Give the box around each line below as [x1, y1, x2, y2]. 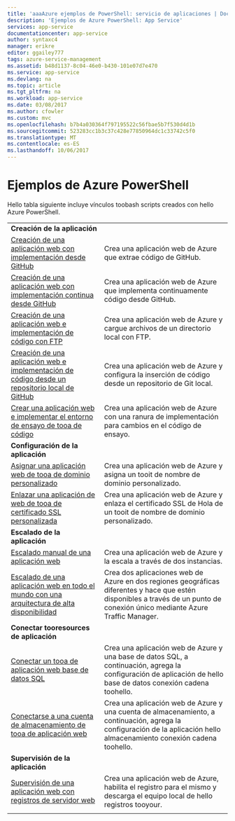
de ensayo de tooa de [10, 420, 83, 430]
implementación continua [10, 290, 94, 300]
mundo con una [10, 589, 62, 599]
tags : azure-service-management [7, 56, 101, 63]
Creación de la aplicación [10, 223, 98, 233]
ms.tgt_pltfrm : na [7, 88, 61, 95]
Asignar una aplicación [10, 460, 86, 470]
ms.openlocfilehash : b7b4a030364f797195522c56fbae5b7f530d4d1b [7, 120, 196, 128]
